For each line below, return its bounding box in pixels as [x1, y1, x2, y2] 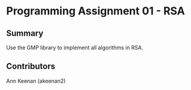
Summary [6, 28, 44, 38]
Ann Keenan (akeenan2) [6, 77, 66, 85]
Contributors [6, 61, 56, 71]
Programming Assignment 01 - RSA [6, 4, 186, 18]
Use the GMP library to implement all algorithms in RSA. [6, 44, 144, 51]
